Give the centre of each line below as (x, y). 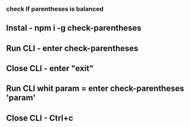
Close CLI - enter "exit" (50, 69)
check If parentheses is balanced (55, 9)
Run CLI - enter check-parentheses (72, 48)
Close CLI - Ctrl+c (40, 118)
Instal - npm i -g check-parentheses (74, 28)
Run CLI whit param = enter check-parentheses (95, 89)
